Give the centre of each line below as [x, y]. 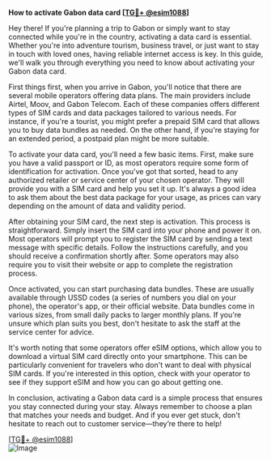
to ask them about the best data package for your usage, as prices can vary [135, 197]
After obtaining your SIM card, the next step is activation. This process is [129, 222]
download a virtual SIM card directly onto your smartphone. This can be [128, 356]
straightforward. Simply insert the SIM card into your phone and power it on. [135, 230]
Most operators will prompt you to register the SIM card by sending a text [131, 239]
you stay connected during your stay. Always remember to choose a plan [130, 406]
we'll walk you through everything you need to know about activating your [132, 62]
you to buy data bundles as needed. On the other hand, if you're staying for [134, 130]
